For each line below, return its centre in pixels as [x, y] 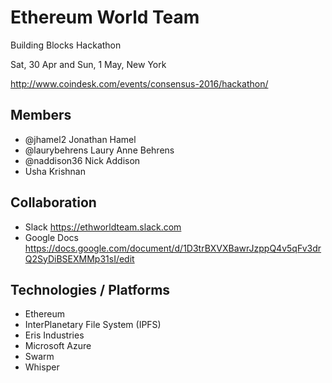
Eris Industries [54, 335]
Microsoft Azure [58, 346]
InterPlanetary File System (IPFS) [93, 325]
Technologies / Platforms [90, 289]
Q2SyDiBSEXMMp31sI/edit [79, 258]
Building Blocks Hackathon [66, 45]
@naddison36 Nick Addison [82, 160]
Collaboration [53, 202]
